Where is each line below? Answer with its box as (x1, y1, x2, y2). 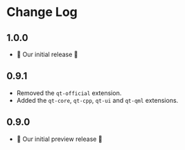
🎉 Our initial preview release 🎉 (16, 135, 103, 143)
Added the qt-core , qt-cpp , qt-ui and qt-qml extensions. (16, 96, 179, 104)
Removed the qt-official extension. (16, 88, 122, 97)
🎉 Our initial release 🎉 (16, 50, 78, 58)
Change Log (6, 4, 78, 20)
